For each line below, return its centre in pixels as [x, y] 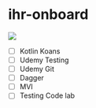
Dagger [32, 78]
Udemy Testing [44, 60]
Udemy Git [37, 69]
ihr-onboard [48, 15]
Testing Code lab [47, 95]
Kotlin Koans [40, 51]
